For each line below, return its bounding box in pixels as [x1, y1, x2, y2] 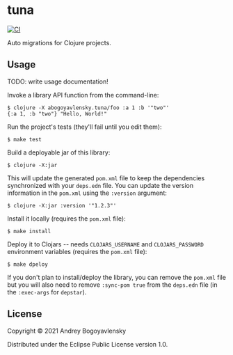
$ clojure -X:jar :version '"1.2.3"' [7, 202, 117, 209]
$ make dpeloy [7, 260, 49, 268]
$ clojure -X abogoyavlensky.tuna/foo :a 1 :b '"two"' [7, 104, 170, 111]
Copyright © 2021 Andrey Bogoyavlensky [7, 326, 127, 335]
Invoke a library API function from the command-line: [7, 90, 159, 99]
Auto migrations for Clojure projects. [7, 38, 111, 47]
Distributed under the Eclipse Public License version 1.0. [7, 340, 168, 348]
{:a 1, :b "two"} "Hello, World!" [7, 110, 108, 117]
